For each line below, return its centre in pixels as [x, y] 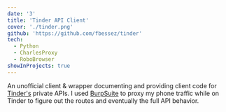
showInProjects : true [39, 66]
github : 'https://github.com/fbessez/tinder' [75, 33]
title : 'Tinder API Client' [48, 20]
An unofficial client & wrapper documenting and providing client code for [112, 85]
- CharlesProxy [36, 53]
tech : [15, 40]
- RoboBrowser [34, 59]
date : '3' [22, 14]
